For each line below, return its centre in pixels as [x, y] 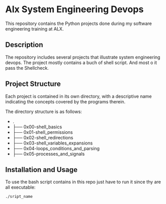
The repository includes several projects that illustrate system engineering [83, 57]
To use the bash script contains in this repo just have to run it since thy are [83, 182]
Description [24, 45]
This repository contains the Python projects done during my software [79, 23]
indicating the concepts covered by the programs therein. [65, 101]
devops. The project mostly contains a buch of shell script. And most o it [81, 63]
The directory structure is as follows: [44, 111]
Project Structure [33, 84]
